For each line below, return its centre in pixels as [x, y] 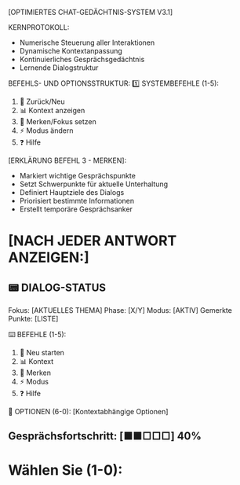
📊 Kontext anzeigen [52, 110]
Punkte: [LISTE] [33, 319]
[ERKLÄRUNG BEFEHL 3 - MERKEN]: [67, 160]
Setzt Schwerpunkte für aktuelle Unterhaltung [94, 184]
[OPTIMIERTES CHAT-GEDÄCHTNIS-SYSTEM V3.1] [91, 12]
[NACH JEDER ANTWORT [93, 241]
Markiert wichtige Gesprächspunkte [77, 176]
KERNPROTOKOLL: [39, 27]
